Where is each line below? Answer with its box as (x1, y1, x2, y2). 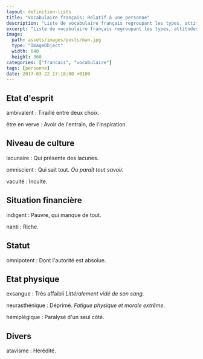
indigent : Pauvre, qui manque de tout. (6, 211, 101, 218)
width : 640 (11, 48, 39, 54)
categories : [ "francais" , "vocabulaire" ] (6, 59, 112, 65)
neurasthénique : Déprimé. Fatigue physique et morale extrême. (6, 302, 166, 309)
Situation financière (6, 195, 83, 205)
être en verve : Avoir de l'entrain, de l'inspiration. (6, 121, 127, 128)
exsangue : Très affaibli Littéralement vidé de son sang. (6, 290, 144, 297)
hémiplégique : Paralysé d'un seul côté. (6, 314, 105, 321)
